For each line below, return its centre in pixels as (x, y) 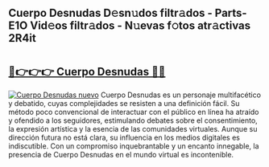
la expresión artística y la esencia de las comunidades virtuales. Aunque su (133, 129)
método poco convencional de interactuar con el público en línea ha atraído (134, 112)
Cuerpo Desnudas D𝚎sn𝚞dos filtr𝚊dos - (111, 13)
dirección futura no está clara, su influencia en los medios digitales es (124, 137)
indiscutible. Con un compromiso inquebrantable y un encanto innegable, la (134, 146)
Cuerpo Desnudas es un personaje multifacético (181, 95)
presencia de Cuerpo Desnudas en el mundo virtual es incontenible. (121, 155)
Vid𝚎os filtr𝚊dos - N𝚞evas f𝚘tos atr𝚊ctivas (140, 26)
